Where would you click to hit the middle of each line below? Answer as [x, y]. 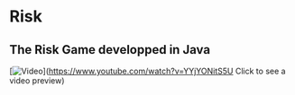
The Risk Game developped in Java [110, 50]
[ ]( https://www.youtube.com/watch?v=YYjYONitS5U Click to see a [147, 71]
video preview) [37, 81]
